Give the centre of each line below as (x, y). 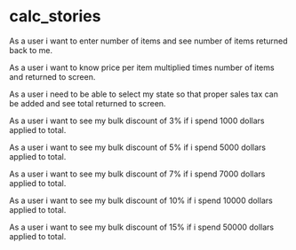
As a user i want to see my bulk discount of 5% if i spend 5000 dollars (138, 147)
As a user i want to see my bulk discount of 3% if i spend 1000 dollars (137, 121)
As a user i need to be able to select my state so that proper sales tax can (144, 94)
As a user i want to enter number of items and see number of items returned (148, 41)
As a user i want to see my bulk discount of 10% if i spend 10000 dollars (141, 200)
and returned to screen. (52, 76)
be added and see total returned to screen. (88, 103)
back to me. (31, 50)
